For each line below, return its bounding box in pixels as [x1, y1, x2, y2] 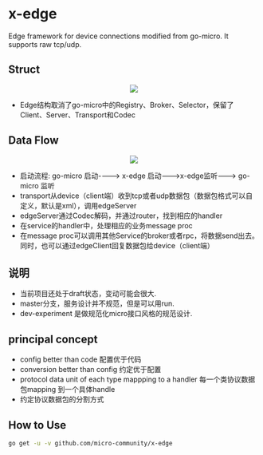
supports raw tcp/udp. [8, 39, 82, 49]
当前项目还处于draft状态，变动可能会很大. [19, 289, 157, 299]
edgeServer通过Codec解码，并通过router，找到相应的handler [19, 211, 223, 220]
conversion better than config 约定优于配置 [19, 365, 162, 374]
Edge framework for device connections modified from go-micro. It [8, 31, 229, 41]
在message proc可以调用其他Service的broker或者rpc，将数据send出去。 [19, 231, 259, 240]
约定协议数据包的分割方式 [19, 394, 104, 404]
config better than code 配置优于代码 [19, 354, 142, 364]
